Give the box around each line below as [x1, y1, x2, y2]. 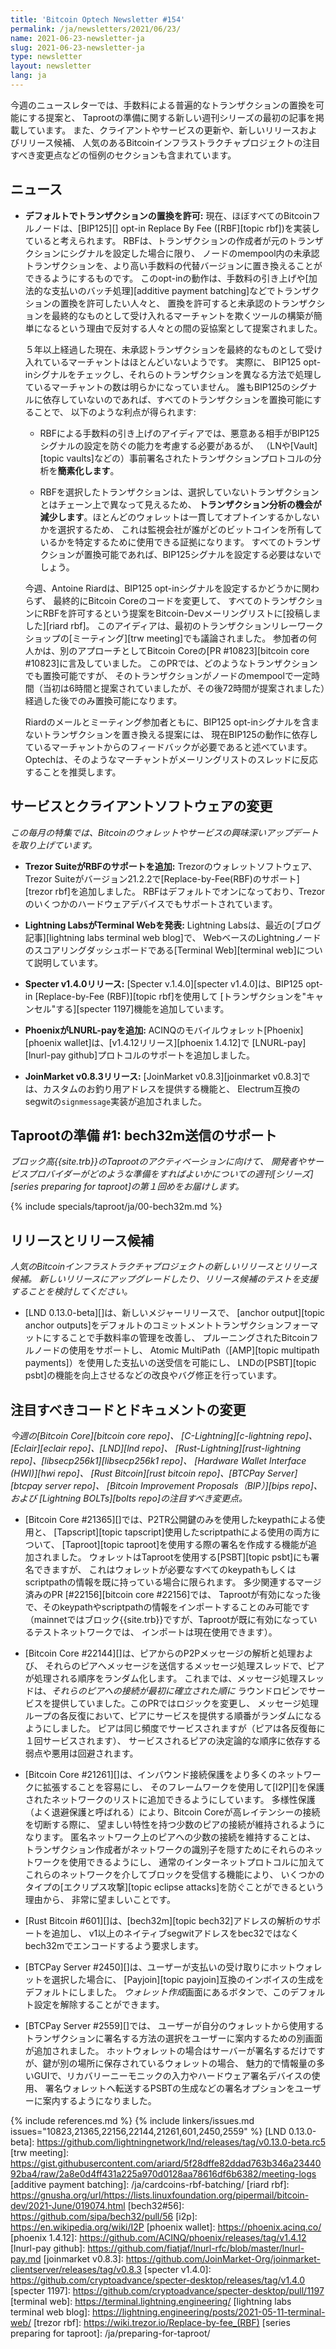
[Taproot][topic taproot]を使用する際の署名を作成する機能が [61, 1538, 309, 1550]
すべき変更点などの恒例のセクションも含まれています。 [10, 149, 237, 161]
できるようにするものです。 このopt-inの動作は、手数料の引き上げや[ [24, 272, 309, 284]
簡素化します [57, 464, 111, 476]
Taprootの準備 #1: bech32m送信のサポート [10, 1127, 278, 1144]
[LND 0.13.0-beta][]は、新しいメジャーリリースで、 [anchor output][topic [24, 1307, 326, 1319]
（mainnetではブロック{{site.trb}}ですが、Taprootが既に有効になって [24, 1613, 309, 1625]
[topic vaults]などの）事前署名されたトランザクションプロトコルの [39, 452, 313, 464]
